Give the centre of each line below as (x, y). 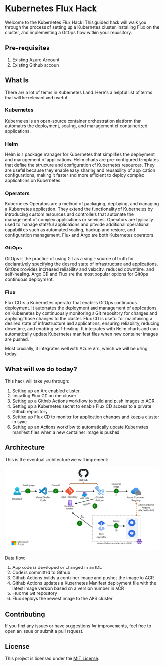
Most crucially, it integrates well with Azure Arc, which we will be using (76, 349)
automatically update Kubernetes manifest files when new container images (82, 334)
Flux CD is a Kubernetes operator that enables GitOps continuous (71, 303)
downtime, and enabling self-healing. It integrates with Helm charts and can (82, 329)
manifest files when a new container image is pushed (66, 432)
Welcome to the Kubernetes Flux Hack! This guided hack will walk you (76, 22)
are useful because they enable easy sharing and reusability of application (80, 170)
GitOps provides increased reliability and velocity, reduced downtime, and (80, 269)
